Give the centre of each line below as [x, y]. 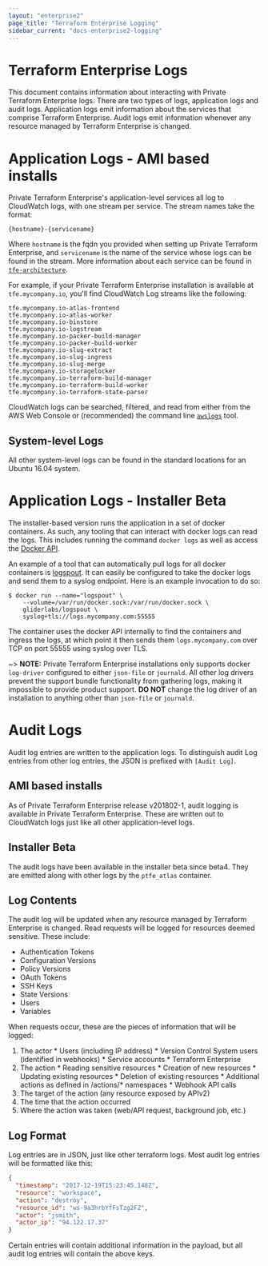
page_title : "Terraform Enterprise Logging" [84, 23]
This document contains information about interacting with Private [117, 92]
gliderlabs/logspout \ [60, 609]
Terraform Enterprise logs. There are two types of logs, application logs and [133, 101]
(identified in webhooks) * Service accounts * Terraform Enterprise [130, 1060]
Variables [35, 1012]
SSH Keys [36, 986]
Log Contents [43, 900]
